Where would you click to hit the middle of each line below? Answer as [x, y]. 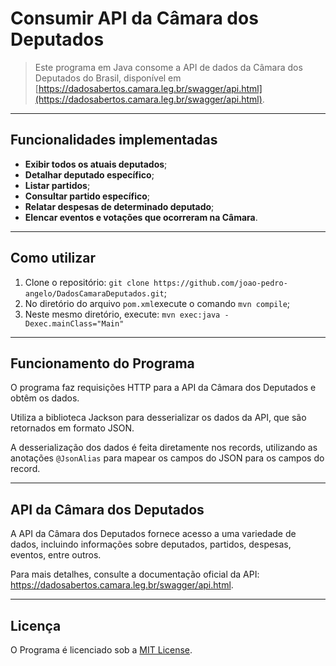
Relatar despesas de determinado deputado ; [119, 206]
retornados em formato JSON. [72, 428]
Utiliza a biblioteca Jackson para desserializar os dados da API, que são [158, 418]
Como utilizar [53, 258]
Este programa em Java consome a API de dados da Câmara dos [168, 67]
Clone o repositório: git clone [87, 282]
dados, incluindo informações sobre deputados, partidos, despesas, [151, 544]
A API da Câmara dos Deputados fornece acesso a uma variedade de [153, 534]
